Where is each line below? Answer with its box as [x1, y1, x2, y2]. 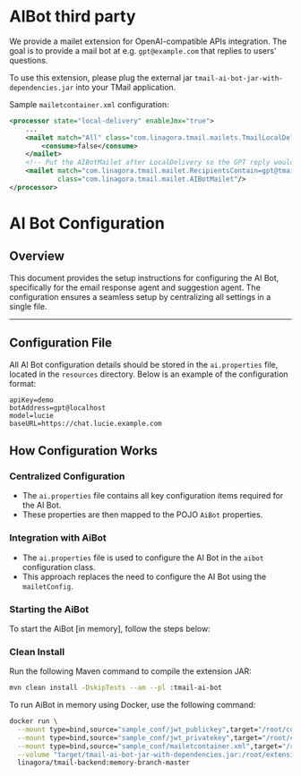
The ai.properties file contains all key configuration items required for [21, 490, 284, 501]
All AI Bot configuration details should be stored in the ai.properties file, [9, 359, 279, 370]
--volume [17, 750, 50, 759]
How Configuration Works [9, 443, 159, 458]
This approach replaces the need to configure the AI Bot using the [21, 571, 267, 582]
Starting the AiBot [9, 602, 90, 615]
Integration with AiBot [9, 532, 107, 544]
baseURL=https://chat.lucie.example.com [9, 419, 163, 428]
